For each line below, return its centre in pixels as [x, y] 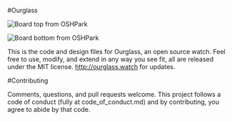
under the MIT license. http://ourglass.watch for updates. [91, 67]
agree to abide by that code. [49, 109]
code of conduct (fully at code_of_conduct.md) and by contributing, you [114, 102]
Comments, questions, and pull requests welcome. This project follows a [114, 94]
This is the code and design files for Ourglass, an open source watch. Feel [117, 52]
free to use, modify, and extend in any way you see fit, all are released [111, 59]
